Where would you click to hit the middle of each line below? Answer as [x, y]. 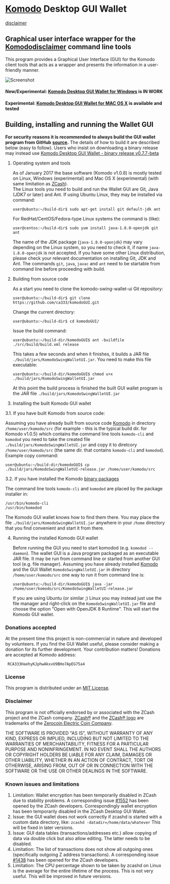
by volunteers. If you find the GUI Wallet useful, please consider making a [82, 644]
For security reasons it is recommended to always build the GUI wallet [80, 137]
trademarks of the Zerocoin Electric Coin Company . [59, 723]
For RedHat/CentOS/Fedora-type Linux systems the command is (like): [87, 218]
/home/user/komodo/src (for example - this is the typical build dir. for [76, 428]
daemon [20, 554]
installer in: [17, 494]
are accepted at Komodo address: [41, 655]
